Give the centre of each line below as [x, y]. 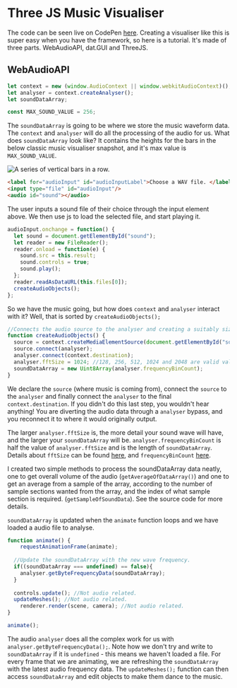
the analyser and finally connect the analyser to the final [89, 396]
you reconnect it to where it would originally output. [82, 419]
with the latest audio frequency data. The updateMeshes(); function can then [118, 669]
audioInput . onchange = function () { [61, 229]
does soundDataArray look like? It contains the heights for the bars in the [112, 141]
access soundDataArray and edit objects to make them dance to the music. [115, 676]
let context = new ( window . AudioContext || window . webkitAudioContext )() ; [120, 86]
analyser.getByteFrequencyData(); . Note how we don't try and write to [110, 646]
